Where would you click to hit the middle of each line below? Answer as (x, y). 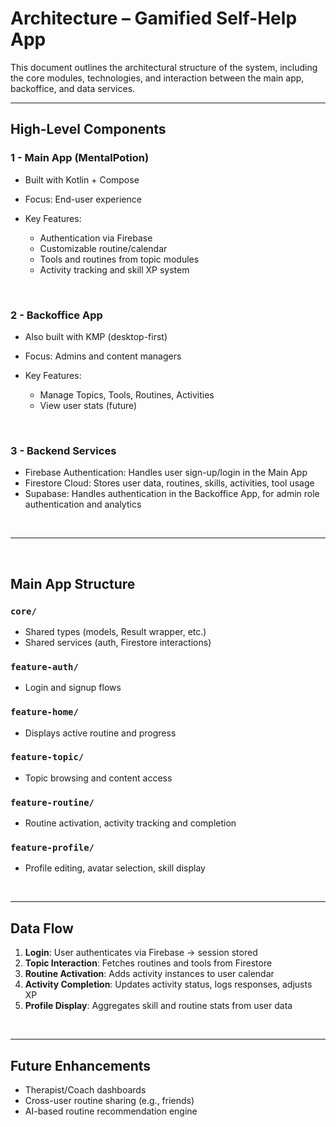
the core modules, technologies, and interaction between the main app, (157, 78)
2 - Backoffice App (56, 315)
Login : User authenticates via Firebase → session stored (141, 953)
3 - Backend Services (63, 450)
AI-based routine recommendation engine (111, 1111)
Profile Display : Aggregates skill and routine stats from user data (158, 1006)
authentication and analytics (83, 504)
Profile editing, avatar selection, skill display (115, 868)
